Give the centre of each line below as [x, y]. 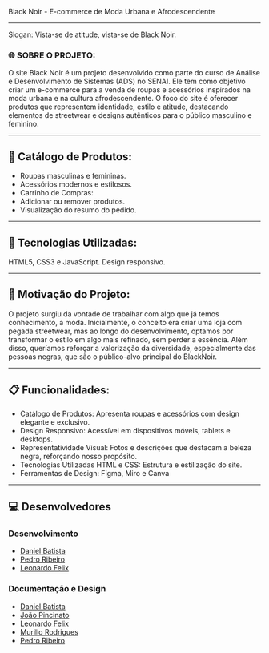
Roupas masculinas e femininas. [73, 176]
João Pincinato [44, 615]
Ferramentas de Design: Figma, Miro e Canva [94, 473]
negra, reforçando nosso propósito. [78, 456]
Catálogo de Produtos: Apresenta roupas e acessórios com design [130, 413]
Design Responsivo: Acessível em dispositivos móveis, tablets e [125, 430]
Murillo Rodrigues [49, 631]
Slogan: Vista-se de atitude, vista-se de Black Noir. [92, 34]
